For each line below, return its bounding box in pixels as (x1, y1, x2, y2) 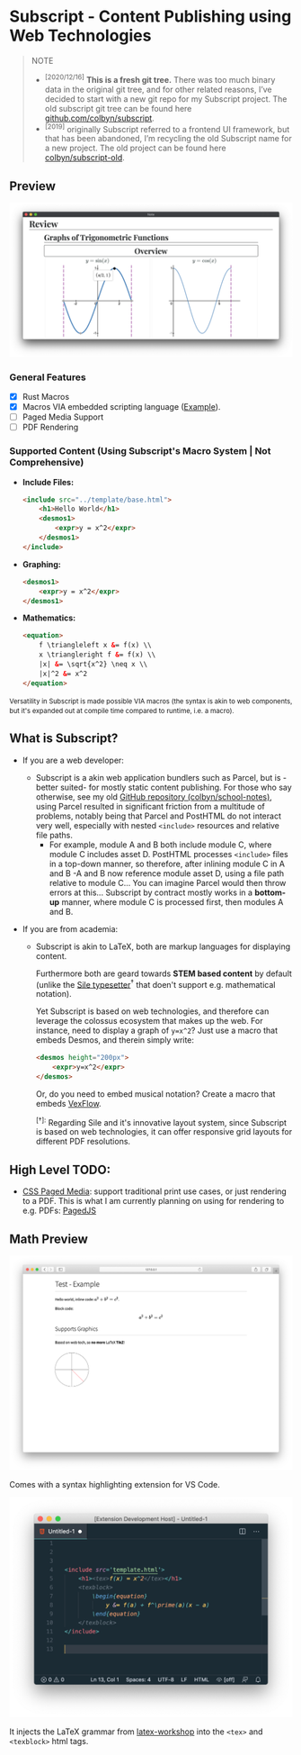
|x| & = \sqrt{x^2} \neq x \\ (39, 660, 148, 669)
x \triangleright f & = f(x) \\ (39, 650, 156, 659)
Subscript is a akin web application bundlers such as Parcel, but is (35, 772, 281, 783)
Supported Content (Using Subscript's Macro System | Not (9, 445, 271, 457)
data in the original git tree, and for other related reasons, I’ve (44, 84, 272, 95)
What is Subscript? (9, 731, 119, 746)
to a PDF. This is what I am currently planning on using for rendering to (22, 1196, 285, 1207)
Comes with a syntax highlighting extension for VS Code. (9, 1479, 220, 1489)
